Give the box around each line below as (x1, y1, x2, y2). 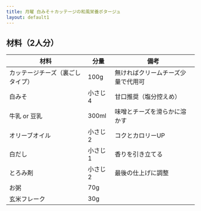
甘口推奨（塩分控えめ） (114, 93, 181, 101)
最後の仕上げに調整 (114, 169, 169, 177)
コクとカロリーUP (114, 132, 166, 140)
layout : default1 (6, 14, 50, 20)
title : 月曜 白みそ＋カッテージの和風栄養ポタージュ (6, 8, 121, 15)
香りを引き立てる (114, 150, 163, 158)
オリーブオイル (9, 132, 51, 140)
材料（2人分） (6, 38, 59, 48)
